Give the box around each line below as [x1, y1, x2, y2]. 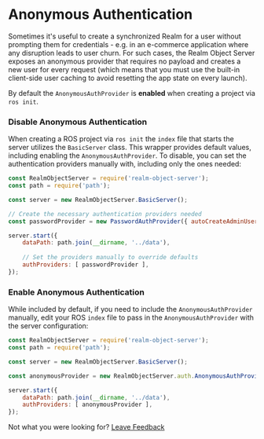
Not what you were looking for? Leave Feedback [8, 423, 165, 432]
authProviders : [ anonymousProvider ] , [22, 401, 153, 409]
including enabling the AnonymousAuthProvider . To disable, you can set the [8, 151, 247, 160]
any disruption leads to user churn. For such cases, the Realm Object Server [8, 48, 255, 57]
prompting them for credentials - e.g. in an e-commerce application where [8, 39, 249, 49]
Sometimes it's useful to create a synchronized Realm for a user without [8, 31, 241, 41]
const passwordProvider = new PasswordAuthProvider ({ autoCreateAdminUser [8, 218, 258, 225]
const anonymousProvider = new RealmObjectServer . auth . [8, 371, 195, 380]
